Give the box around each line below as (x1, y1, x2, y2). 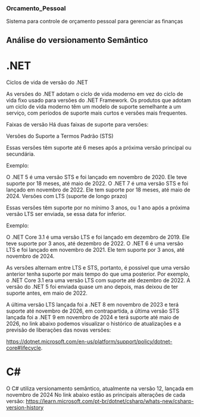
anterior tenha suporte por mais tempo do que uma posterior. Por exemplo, (6, 270, 190, 277)
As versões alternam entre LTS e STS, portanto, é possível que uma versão (6, 264, 190, 271)
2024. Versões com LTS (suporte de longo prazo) (6, 192, 128, 199)
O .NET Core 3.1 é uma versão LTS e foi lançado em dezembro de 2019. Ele (6, 233, 190, 240)
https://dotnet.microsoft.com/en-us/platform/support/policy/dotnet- (6, 338, 173, 345)
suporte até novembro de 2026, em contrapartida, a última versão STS (6, 307, 180, 314)
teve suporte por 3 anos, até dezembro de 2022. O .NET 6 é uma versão (6, 240, 183, 247)
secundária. (6, 150, 36, 157)
